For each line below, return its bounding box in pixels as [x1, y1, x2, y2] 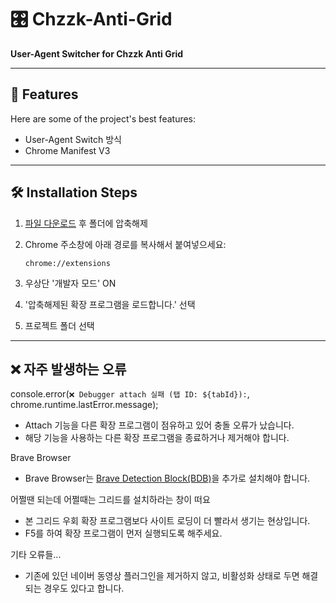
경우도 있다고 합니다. [43, 582, 125, 595]
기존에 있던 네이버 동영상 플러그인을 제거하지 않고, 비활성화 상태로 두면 [24, 570, 300, 582]
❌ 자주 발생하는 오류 [10, 361, 127, 378]
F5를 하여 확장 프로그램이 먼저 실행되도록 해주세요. [24, 527, 223, 540]
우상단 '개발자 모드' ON [24, 277, 117, 289]
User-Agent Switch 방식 [24, 133, 122, 145]
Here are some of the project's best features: [10, 112, 197, 125]
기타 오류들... [10, 549, 62, 561]
